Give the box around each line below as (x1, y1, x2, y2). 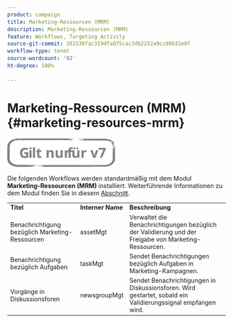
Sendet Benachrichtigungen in (129, 277, 216, 285)
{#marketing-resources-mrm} (7, 115, 185, 131)
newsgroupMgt (80, 291, 124, 299)
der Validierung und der (129, 228, 197, 236)
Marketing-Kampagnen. (129, 266, 199, 275)
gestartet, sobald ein (129, 291, 189, 299)
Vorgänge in (10, 287, 45, 295)
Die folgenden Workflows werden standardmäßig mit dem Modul (7, 174, 192, 183)
